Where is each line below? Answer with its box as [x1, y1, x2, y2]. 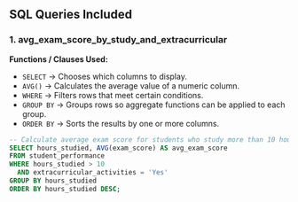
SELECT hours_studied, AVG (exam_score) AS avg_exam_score [9, 144, 228, 152]
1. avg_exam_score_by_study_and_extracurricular [9, 34, 228, 46]
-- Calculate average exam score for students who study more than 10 [9, 135, 276, 144]
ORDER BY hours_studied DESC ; [9, 184, 122, 193]
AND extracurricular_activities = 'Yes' [17, 168, 169, 177]
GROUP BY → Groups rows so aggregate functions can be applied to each [21, 99, 286, 110]
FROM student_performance [9, 151, 105, 160]
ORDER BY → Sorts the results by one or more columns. [21, 118, 220, 128]
